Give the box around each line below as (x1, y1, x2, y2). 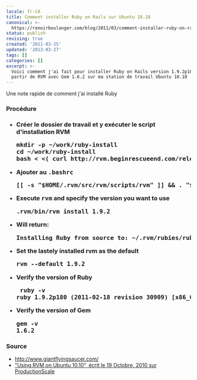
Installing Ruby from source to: (16, 234, 129, 242)
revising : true (6, 36, 43, 42)
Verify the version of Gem (16, 306, 91, 314)
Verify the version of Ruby (16, 273, 93, 281)
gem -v (16, 320, 38, 327)
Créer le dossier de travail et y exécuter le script (16, 120, 156, 128)
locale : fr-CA (6, 8, 41, 15)
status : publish (6, 30, 46, 36)
